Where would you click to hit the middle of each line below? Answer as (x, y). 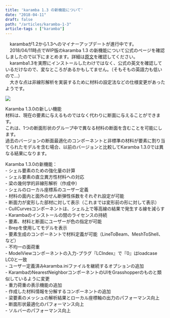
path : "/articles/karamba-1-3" (38, 24)
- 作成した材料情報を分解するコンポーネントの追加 (58, 292)
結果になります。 (32, 154)
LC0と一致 (16, 259)
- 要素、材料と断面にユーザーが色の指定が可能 (54, 221)
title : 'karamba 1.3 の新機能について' (44, 10)
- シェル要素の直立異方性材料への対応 (45, 177)
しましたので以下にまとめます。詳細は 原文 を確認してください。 (72, 57)
